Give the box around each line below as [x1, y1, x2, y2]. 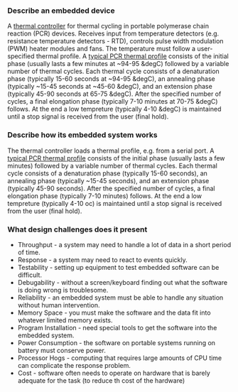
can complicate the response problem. [17, 361, 131, 369]
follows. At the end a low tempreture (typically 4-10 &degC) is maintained [7, 105, 222, 114]
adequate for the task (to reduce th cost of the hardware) [17, 376, 185, 385]
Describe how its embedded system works [7, 130, 158, 140]
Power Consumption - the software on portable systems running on [17, 338, 215, 347]
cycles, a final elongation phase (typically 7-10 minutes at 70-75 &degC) [7, 97, 218, 106]
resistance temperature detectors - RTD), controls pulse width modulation [7, 37, 224, 45]
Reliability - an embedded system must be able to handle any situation [17, 293, 224, 302]
